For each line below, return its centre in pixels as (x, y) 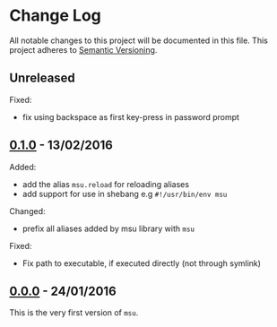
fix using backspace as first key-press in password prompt (131, 116)
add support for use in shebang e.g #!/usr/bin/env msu (125, 194)
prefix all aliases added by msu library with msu (108, 228)
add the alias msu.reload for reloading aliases (106, 184)
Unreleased (43, 78)
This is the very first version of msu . (74, 313)
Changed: (27, 211)
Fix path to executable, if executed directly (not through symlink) (142, 263)
